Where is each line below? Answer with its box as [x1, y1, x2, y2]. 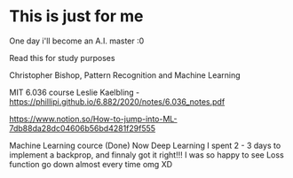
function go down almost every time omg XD [9, 159, 173, 169]
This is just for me [9, 6, 144, 27]
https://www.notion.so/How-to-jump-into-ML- [9, 113, 178, 124]
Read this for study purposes [9, 52, 115, 63]
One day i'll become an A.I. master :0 [9, 35, 145, 46]
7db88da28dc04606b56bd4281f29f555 [9, 122, 156, 134]
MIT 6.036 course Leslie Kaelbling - [9, 87, 140, 97]
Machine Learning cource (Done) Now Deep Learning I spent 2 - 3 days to [9, 140, 281, 151]
